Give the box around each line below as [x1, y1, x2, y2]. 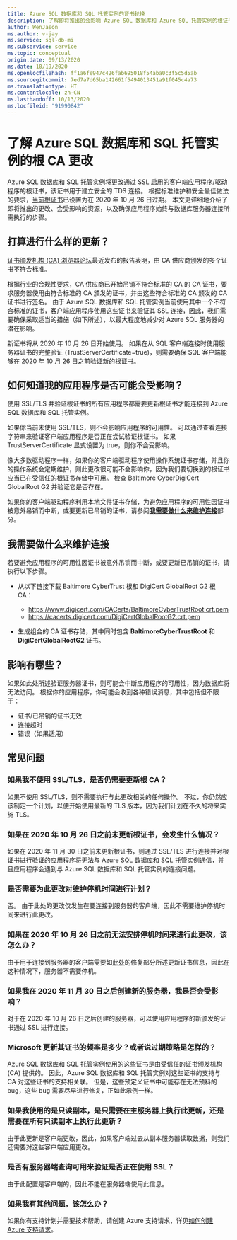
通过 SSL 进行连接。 [13, 1023, 72, 1031]
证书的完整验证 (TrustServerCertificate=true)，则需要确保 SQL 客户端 [19, 348, 221, 356]
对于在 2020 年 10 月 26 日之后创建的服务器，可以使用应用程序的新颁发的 [7, 1014, 221, 1023]
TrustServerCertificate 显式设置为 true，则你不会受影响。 [7, 441, 174, 449]
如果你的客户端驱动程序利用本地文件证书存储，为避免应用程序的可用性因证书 [7, 498, 230, 506]
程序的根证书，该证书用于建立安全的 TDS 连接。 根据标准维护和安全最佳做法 [7, 186, 229, 195]
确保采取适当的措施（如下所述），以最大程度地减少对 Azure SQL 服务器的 [13, 315, 224, 323]
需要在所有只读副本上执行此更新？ [7, 1116, 123, 1126]
